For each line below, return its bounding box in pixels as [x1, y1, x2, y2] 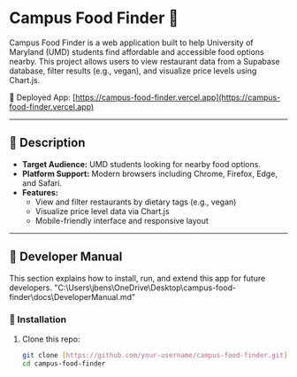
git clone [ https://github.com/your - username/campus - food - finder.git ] [21, 350, 288, 359]
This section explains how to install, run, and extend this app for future [9, 273, 266, 283]
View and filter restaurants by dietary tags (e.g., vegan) [34, 196, 237, 207]
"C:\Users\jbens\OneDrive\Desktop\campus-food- [54, 282, 237, 293]
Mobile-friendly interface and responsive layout [34, 215, 209, 226]
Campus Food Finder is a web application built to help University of [9, 37, 254, 48]
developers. [9, 282, 53, 293]
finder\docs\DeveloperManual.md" [9, 291, 136, 302]
